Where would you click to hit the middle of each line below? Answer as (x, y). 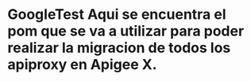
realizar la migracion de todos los (119, 48)
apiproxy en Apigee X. (82, 65)
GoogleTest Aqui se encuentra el (117, 15)
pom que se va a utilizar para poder (126, 31)
